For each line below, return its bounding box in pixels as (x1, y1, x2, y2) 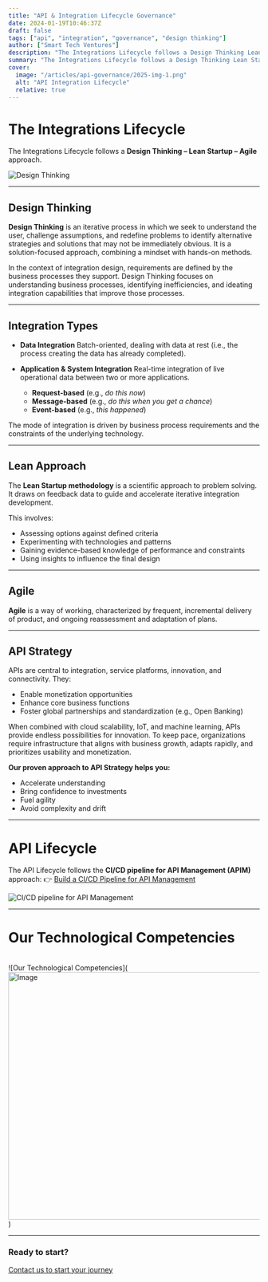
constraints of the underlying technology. (8, 428, 144, 438)
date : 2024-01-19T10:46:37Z (8, 19, 102, 27)
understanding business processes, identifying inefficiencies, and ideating (8, 280, 253, 289)
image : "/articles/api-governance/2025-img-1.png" (15, 71, 187, 79)
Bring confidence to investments (19, 787, 128, 796)
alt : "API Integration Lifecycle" (15, 78, 130, 86)
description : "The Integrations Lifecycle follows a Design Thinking (8, 49, 245, 57)
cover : (8, 64, 30, 72)
